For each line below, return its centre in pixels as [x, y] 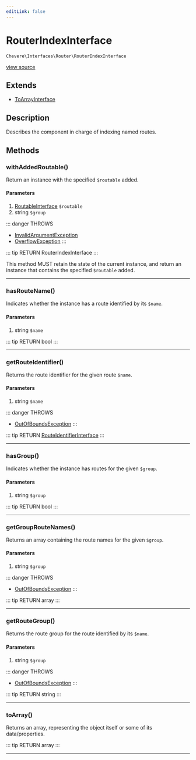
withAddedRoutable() [37, 167]
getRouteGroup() [31, 621]
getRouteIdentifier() [35, 362]
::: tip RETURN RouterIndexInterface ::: [52, 253]
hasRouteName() [31, 291]
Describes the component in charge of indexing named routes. [81, 132]
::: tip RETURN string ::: [34, 694]
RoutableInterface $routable [48, 206]
